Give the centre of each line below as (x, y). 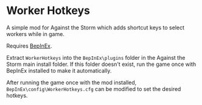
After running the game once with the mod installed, (71, 82)
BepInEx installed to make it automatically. (59, 70)
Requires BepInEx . (29, 46)
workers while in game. (36, 34)
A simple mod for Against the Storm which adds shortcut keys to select (95, 27)
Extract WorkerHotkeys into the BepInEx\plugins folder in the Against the (96, 57)
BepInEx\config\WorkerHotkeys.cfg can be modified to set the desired (94, 89)
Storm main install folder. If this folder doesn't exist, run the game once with (101, 64)
